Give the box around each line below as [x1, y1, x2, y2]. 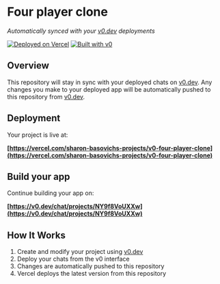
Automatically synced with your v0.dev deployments [7, 27, 155, 35]
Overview [7, 60, 50, 72]
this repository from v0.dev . [7, 92, 85, 101]
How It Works [7, 229, 66, 241]
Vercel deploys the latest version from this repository [16, 270, 167, 278]
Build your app [7, 170, 70, 182]
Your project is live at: [7, 131, 68, 139]
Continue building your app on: [7, 189, 94, 197]
